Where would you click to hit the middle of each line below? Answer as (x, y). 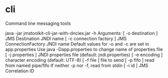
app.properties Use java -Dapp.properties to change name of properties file (84, 49)
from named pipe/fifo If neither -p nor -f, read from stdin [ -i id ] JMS (77, 65)
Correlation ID (20, 71)
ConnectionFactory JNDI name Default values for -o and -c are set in (77, 44)
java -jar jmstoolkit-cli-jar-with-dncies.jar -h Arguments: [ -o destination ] (81, 33)
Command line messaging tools (38, 23)
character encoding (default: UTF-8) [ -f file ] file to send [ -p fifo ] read (80, 60)
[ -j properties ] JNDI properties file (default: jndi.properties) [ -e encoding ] (84, 55)
